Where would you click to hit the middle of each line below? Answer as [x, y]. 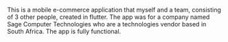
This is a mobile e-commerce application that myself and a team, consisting [114, 10]
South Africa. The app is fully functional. [64, 31]
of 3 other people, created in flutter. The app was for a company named [109, 17]
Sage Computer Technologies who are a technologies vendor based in [107, 24]
